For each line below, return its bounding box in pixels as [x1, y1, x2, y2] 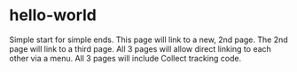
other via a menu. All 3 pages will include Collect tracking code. [9, 53, 242, 63]
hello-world [9, 5, 98, 25]
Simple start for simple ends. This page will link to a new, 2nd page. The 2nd [9, 34, 288, 45]
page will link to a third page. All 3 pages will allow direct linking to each [9, 43, 272, 54]
